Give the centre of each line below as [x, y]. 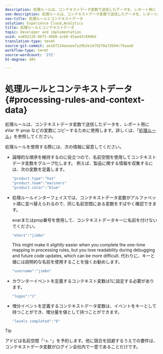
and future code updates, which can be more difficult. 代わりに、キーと [83, 256]
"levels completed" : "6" [36, 321]
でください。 [25, 226]
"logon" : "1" [24, 296]
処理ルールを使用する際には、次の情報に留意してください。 [65, 147]
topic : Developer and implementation [43, 32]
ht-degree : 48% [20, 59]
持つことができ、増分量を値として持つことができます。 [67, 312]
